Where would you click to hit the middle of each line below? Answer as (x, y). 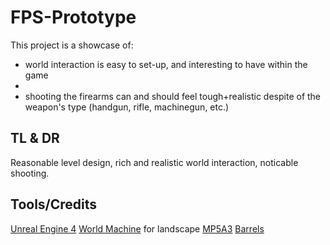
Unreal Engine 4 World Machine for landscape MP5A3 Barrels (137, 228)
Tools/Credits (54, 204)
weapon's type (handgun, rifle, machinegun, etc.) (127, 107)
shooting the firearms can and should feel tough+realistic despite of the (173, 96)
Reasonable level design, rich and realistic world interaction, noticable (154, 162)
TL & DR (35, 138)
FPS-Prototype (73, 17)
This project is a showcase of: (72, 45)
